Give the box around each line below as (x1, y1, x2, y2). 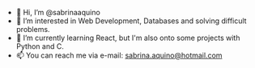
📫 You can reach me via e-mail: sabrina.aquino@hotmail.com (15, 50, 223, 60)
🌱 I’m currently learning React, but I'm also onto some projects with (15, 33, 240, 42)
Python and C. (15, 42, 65, 51)
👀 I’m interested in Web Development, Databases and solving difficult (15, 16, 247, 26)
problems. (15, 25, 50, 34)
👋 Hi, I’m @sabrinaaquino (15, 8, 101, 17)
